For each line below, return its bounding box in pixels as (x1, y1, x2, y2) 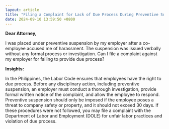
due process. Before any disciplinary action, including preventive (5, 81, 140, 87)
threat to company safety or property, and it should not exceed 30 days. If (5, 102, 158, 108)
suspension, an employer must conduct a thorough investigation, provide (5, 86, 157, 92)
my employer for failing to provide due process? (5, 56, 105, 62)
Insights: (5, 66, 24, 72)
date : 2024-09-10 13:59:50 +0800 (5, 17, 75, 22)
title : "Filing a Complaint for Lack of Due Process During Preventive (5, 12, 158, 17)
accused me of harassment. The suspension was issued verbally (27, 46, 161, 52)
